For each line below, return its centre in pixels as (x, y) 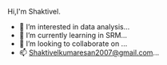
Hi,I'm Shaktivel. (34, 11)
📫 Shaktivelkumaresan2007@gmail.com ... (89, 52)
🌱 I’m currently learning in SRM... (73, 35)
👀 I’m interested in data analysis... (74, 27)
